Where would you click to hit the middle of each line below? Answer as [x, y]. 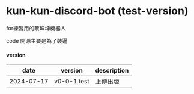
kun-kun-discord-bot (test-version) [97, 11]
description [112, 71]
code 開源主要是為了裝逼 [37, 40]
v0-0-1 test [71, 82]
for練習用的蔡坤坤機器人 [36, 28]
